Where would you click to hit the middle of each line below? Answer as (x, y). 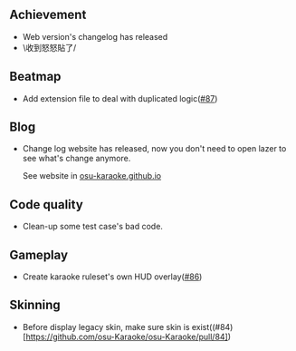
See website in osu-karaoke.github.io (91, 176)
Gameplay (39, 254)
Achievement (48, 15)
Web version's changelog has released (95, 36)
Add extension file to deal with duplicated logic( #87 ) (120, 98)
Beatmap (35, 77)
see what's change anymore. (76, 159)
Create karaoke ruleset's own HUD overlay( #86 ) (112, 277)
